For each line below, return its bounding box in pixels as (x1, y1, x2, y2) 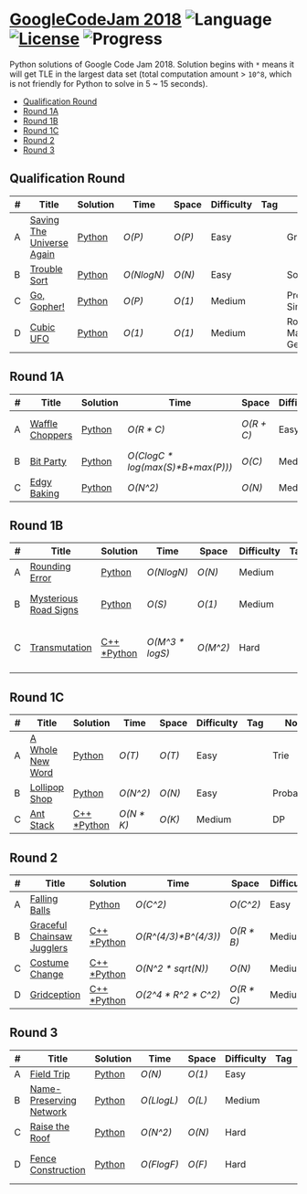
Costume (29, 956, 69, 968)
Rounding (29, 560, 71, 573)
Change (29, 968, 64, 980)
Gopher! (29, 300, 66, 312)
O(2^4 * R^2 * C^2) (135, 988, 221, 1000)
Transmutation (29, 641, 92, 654)
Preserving (29, 1094, 78, 1106)
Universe (29, 236, 69, 248)
